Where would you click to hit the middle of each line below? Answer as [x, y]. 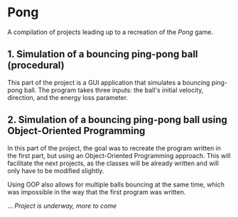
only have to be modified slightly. [56, 170]
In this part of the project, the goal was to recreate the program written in [114, 148]
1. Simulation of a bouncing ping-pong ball [103, 54]
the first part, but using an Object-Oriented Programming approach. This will [119, 155]
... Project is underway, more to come [62, 206]
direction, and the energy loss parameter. [68, 97]
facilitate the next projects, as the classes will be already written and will [113, 163]
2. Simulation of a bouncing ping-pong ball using [117, 120]
